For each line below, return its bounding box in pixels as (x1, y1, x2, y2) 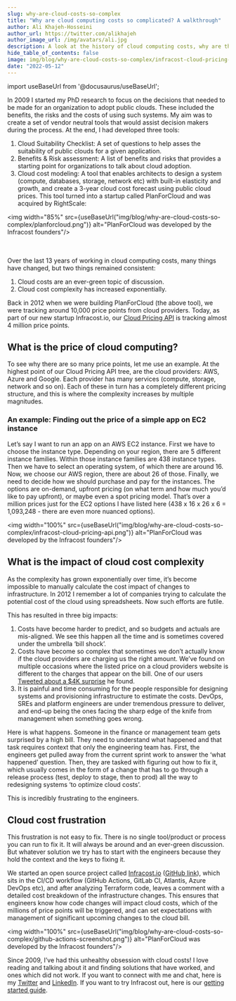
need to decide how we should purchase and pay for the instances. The (7, 477, 216, 486)
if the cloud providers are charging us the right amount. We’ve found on (17, 654, 225, 662)
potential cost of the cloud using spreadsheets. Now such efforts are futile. (7, 597, 224, 605)
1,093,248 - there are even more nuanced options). (7, 507, 155, 515)
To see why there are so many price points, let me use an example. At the (7, 360, 220, 368)
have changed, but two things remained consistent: (7, 263, 156, 272)
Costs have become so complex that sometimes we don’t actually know (17, 647, 225, 655)
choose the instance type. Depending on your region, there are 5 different (7, 447, 221, 455)
